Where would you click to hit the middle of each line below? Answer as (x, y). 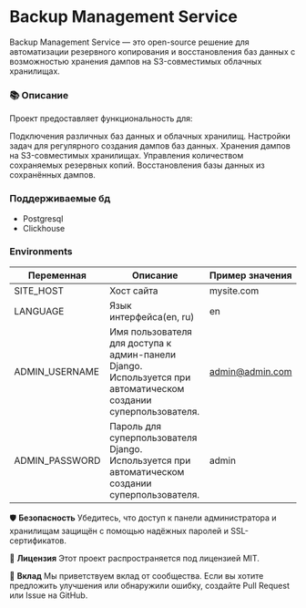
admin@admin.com (250, 371)
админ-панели (142, 355)
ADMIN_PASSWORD (57, 460)
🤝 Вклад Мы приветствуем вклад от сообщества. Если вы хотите (137, 575)
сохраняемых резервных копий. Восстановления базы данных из (138, 165)
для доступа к (140, 343)
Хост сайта (133, 291)
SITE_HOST (39, 291)
